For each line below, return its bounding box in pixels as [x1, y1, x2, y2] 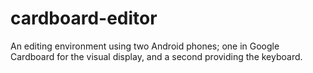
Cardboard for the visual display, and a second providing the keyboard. [10, 50, 303, 62]
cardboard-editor [10, 7, 158, 30]
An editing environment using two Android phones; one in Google [10, 40, 280, 52]
